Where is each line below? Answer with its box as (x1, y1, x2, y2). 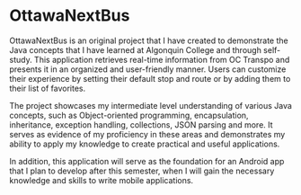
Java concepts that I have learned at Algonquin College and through (9, 44, 262, 55)
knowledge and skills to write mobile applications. (9, 174, 194, 185)
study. (9, 54, 33, 65)
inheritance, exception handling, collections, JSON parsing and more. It (9, 119, 273, 130)
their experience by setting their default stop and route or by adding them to (9, 73, 291, 84)
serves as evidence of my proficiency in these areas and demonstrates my (9, 129, 286, 139)
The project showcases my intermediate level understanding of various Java (9, 100, 292, 111)
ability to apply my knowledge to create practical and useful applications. (9, 138, 280, 149)
